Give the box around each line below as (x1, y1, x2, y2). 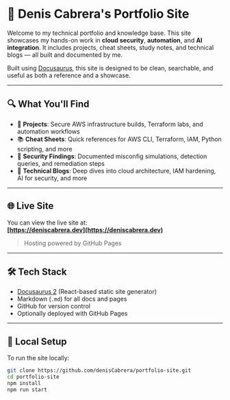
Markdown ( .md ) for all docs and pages (16, 295, 127, 303)
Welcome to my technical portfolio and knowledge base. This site (7, 29, 192, 37)
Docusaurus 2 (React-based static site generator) (16, 288, 157, 296)
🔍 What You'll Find (7, 99, 90, 110)
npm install (7, 379, 41, 386)
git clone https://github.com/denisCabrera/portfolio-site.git (7, 367, 192, 374)
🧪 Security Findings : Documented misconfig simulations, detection (16, 152, 207, 160)
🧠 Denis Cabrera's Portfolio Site (7, 6, 190, 22)
